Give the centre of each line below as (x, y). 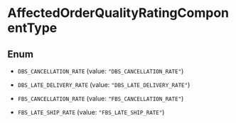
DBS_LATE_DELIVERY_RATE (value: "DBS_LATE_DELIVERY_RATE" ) (104, 85)
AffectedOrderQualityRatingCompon (118, 13)
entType (32, 28)
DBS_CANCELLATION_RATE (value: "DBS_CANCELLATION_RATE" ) (101, 71)
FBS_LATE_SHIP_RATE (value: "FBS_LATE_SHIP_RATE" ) (91, 112)
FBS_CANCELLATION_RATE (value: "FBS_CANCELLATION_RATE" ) (101, 98)
